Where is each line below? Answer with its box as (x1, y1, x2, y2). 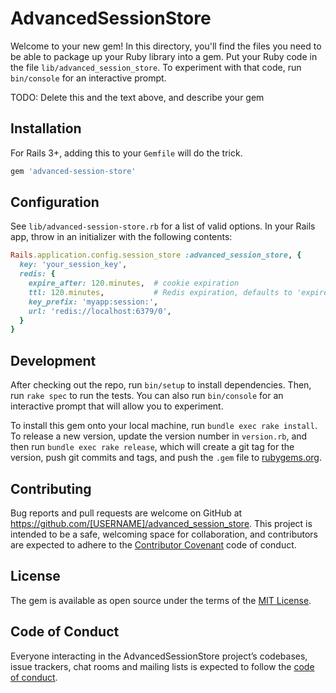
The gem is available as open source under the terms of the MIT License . (10, 594, 312, 606)
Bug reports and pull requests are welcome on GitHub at (10, 507, 243, 519)
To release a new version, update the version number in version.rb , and (10, 430, 308, 442)
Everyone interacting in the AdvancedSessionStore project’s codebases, (10, 650, 308, 662)
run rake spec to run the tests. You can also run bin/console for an (10, 390, 284, 402)
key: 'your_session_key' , (19, 260, 128, 270)
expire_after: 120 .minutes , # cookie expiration (28, 278, 240, 289)
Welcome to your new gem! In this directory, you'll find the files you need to (10, 40, 322, 52)
